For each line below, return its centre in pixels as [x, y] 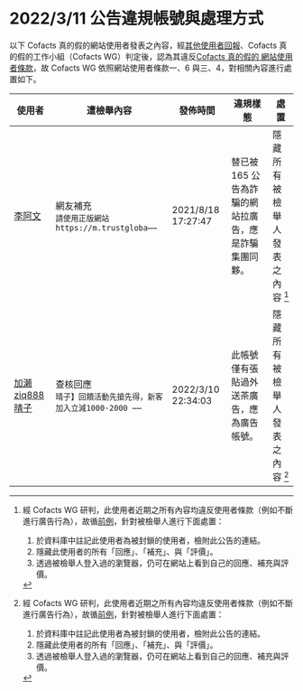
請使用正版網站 [83, 219]
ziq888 [29, 396]
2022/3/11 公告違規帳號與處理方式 [137, 19]
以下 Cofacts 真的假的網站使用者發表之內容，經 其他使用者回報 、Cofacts [143, 45]
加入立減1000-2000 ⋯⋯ [99, 408]
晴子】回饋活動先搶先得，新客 [110, 397]
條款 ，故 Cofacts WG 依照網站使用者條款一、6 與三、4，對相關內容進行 [150, 68]
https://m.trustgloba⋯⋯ [106, 228]
